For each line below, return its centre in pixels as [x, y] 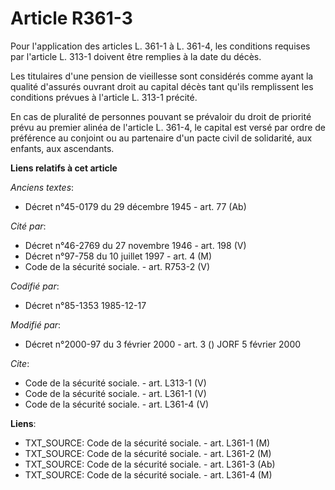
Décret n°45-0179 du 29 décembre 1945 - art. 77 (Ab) [135, 206]
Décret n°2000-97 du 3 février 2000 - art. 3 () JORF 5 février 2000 [163, 344]
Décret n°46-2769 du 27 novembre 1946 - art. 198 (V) [135, 245]
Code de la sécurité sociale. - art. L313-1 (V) [115, 383]
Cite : [20, 363]
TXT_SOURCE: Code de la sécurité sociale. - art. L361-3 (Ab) [150, 464]
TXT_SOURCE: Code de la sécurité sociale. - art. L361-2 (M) [148, 453]
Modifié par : [36, 324]
